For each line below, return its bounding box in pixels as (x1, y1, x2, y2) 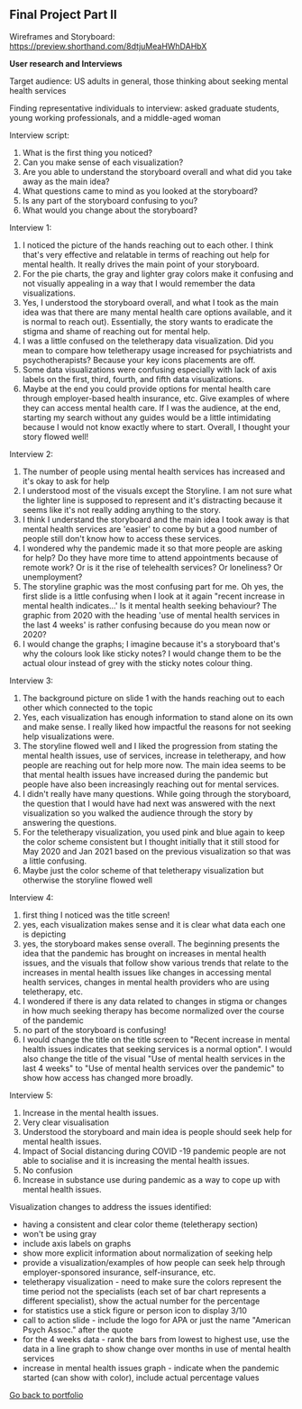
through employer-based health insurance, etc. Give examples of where (22, 392, 290, 404)
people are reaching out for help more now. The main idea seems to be (22, 759, 287, 770)
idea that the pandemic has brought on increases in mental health (22, 947, 267, 958)
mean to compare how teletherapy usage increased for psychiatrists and (22, 344, 293, 355)
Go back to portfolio (9, 1389, 84, 1400)
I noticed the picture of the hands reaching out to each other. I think (22, 239, 274, 251)
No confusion (22, 1165, 74, 1176)
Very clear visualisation (22, 1117, 110, 1128)
